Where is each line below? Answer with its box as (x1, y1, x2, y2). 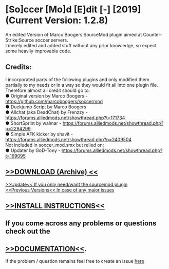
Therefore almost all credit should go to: (5, 87, 90, 93)
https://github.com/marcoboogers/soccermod (5, 98, 103, 104)
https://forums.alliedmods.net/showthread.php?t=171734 (5, 114, 125, 121)
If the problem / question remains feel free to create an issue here (5, 258, 145, 264)
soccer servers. (35, 37, 68, 43)
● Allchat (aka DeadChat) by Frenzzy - (5, 109, 88, 115)
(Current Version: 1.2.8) (5, 14, 108, 26)
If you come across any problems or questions (5, 219, 157, 228)
